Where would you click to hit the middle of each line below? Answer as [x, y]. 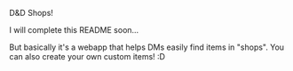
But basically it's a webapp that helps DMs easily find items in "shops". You [147, 47]
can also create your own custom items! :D [87, 56]
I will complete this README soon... [74, 30]
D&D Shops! [31, 13]
